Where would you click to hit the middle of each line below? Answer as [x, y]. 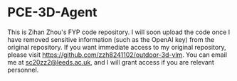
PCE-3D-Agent [52, 12]
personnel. [23, 70]
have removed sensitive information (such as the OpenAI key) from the [111, 39]
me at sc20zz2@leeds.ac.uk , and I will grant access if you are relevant [111, 62]
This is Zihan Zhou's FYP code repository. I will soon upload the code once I [119, 32]
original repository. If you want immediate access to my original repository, [117, 47]
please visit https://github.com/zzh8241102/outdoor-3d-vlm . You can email [117, 55]
